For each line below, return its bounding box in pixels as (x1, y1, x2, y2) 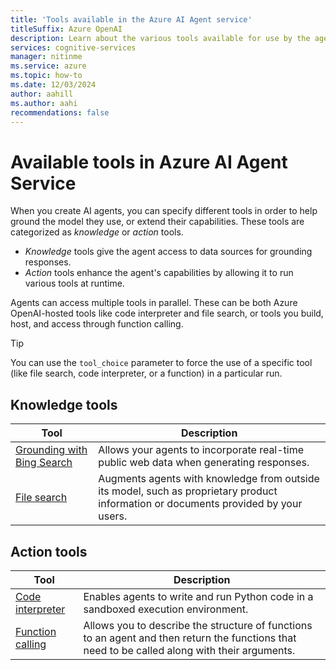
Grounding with (15, 443, 88, 457)
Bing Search (15, 456, 73, 470)
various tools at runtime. (24, 277, 125, 290)
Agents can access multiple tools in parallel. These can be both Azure (10, 297, 298, 309)
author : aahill (10, 89, 74, 99)
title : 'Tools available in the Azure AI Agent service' (10, 14, 253, 25)
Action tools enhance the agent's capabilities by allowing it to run (24, 267, 294, 279)
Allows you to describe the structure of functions (83, 618, 313, 632)
